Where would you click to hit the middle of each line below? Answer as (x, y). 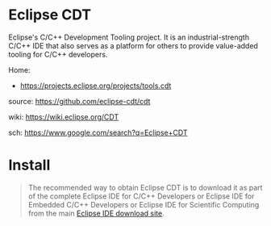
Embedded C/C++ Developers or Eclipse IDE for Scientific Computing (144, 204)
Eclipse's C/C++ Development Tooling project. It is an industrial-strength (129, 37)
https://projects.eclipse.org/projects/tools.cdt (96, 86)
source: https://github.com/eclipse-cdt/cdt (79, 101)
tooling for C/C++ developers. (58, 54)
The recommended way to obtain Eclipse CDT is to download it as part (145, 187)
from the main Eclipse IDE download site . (96, 213)
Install (29, 165)
